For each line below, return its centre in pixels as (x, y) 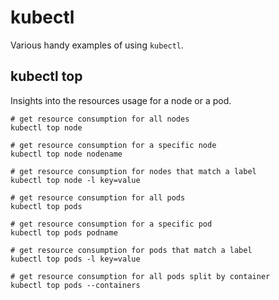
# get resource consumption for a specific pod (111, 224)
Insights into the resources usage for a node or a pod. (121, 100)
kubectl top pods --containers (75, 285)
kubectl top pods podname (64, 232)
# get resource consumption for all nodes (100, 119)
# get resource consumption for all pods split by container (140, 276)
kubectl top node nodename (66, 154)
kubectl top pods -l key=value (75, 259)
